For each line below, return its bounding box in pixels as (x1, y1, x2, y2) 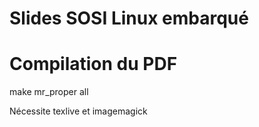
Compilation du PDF (9, 53, 178, 76)
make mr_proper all (9, 86, 89, 98)
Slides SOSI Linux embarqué (9, 7, 249, 30)
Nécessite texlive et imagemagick (9, 105, 148, 117)
